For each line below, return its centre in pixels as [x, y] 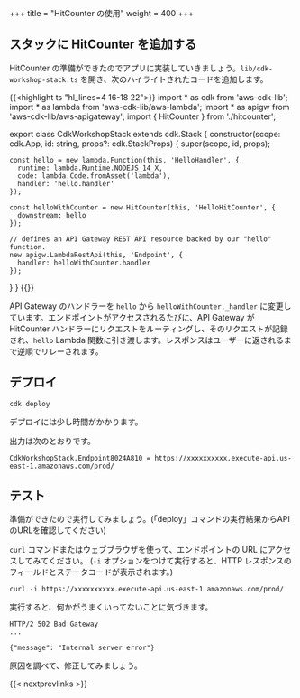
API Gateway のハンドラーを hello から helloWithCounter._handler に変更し [150, 306]
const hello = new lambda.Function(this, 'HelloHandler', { [125, 160]
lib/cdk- [256, 69]
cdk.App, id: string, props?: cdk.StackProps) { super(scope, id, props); [140, 144]
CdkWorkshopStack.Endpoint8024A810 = [80, 458]
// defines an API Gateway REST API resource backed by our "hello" [141, 239]
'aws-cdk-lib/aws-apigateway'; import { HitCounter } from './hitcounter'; [143, 116]
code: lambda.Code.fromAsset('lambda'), [94, 176]
